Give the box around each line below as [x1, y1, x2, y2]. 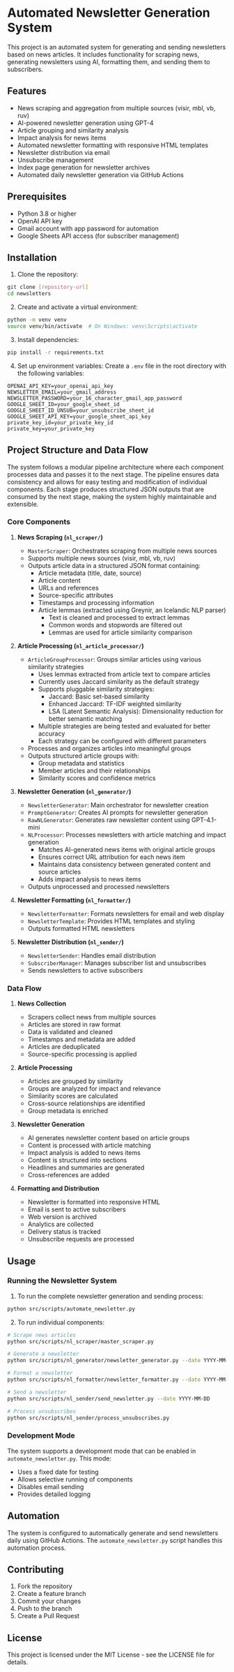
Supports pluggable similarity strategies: [38, 685, 155, 693]
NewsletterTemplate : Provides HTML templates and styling [27, 916, 195, 925]
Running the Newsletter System [7, 1276, 117, 1285]
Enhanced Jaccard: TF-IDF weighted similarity [48, 699, 182, 708]
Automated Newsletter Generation [7, 5, 210, 21]
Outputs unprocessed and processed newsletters [27, 882, 170, 890]
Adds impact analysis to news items [38, 874, 141, 883]
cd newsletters [7, 290, 52, 297]
